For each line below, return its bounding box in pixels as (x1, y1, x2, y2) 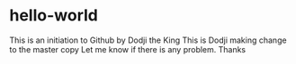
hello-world (9, 5, 99, 26)
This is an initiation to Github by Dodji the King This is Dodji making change (9, 35, 287, 45)
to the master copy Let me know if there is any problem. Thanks (9, 44, 247, 54)
